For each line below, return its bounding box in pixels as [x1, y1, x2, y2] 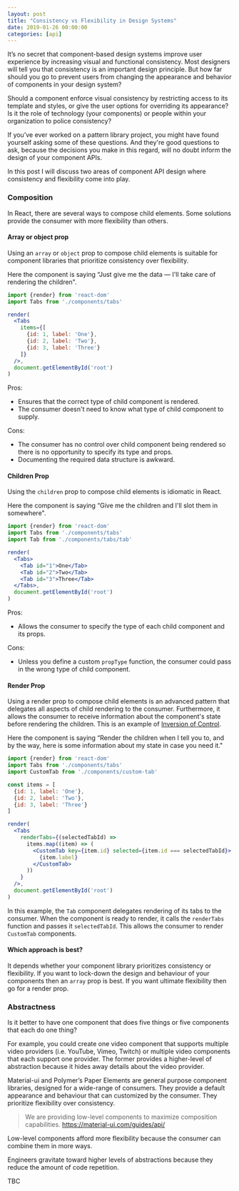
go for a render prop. [7, 984, 69, 993]
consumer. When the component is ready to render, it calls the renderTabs [7, 914, 225, 923]
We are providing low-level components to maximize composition [24, 1113, 218, 1121]
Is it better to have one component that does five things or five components [7, 1018, 230, 1027]
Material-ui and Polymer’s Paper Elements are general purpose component [7, 1076, 227, 1085]
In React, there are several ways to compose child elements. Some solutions [7, 208, 232, 218]
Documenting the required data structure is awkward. [17, 455, 176, 464]
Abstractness [7, 1002, 56, 1012]
